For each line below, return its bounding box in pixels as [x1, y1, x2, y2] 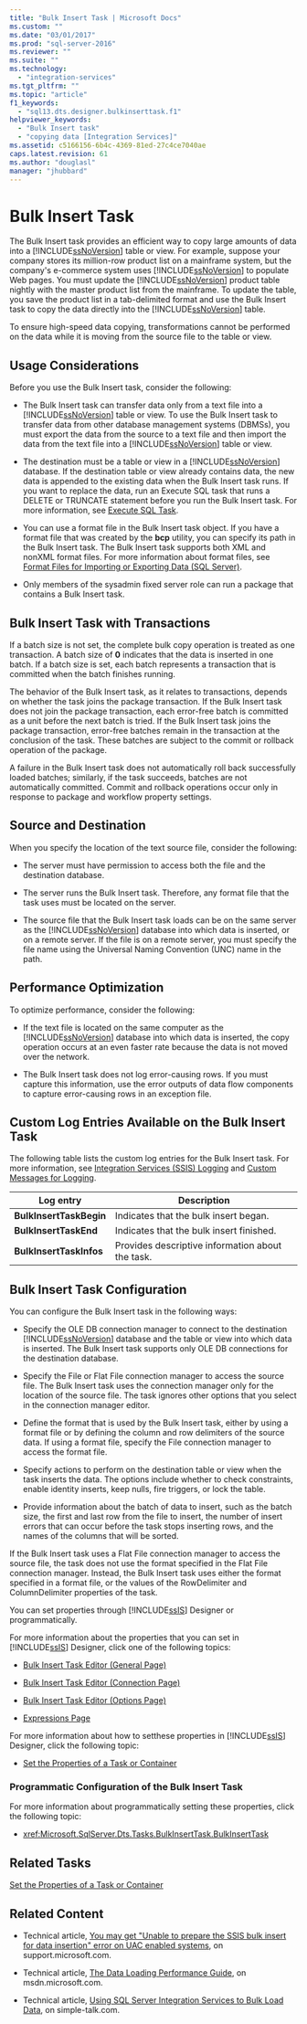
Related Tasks [9, 1855, 91, 1870]
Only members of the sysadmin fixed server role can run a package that [22, 579, 294, 590]
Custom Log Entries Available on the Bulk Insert [9, 1114, 286, 1129]
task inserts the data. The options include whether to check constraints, [22, 1474, 294, 1485]
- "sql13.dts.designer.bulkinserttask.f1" [17, 107, 182, 116]
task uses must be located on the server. [22, 896, 176, 907]
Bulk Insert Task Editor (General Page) [22, 1659, 167, 1670]
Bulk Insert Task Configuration [9, 1281, 187, 1298]
